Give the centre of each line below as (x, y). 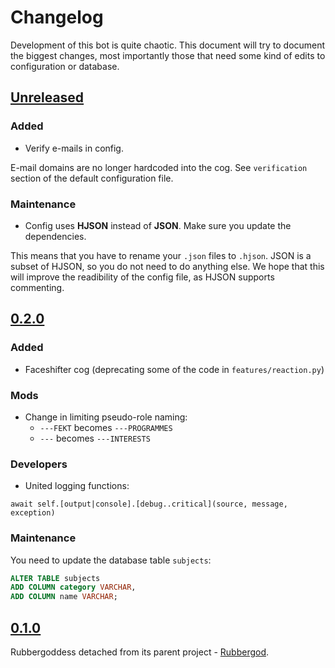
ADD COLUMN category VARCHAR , (73, 587)
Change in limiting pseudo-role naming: (106, 417)
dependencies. (55, 236)
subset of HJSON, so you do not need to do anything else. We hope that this (167, 266)
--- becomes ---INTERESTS (95, 438)
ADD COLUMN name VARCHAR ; (64, 597)
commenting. (37, 287)
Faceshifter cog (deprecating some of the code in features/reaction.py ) (174, 369)
